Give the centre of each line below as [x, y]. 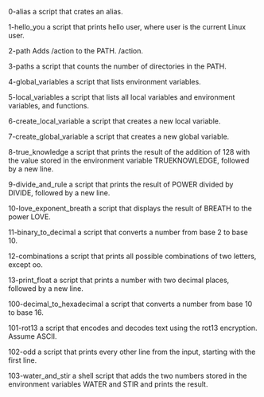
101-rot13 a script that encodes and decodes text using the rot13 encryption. [133, 328]
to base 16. [26, 312]
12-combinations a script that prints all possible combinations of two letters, [132, 256]
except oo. [26, 265]
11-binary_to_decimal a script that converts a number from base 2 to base [128, 232]
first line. [23, 360]
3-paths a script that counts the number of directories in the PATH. [117, 66]
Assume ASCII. [33, 336]
